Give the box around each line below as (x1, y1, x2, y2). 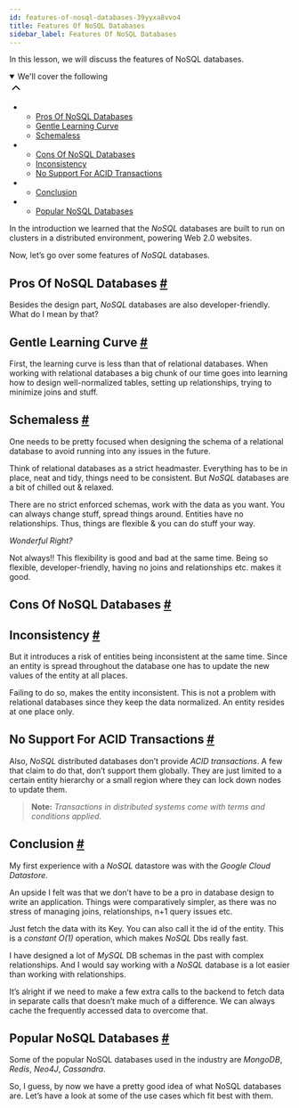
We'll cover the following (17, 71, 109, 82)
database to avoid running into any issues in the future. (9, 445, 211, 456)
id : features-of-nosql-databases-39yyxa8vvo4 (9, 12, 181, 22)
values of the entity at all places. (9, 670, 128, 681)
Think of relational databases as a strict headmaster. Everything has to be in (9, 462, 287, 473)
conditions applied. (30, 811, 102, 821)
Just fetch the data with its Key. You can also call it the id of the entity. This (9, 923, 285, 933)
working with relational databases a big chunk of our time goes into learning (9, 368, 288, 379)
